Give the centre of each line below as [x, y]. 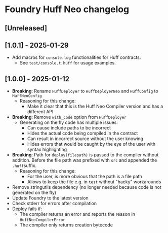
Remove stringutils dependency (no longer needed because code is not [87, 187]
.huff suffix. [24, 165]
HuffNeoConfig [27, 96]
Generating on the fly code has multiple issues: [69, 122]
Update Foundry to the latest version [50, 198]
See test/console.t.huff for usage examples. [68, 63]
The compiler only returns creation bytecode [66, 225]
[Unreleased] [26, 28]
